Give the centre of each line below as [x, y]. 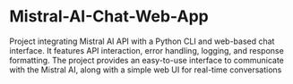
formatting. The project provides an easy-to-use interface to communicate [147, 60]
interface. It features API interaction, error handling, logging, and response [146, 50]
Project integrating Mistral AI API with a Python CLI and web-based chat [142, 41]
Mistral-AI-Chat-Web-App [109, 17]
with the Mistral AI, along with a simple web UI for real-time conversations [146, 70]
